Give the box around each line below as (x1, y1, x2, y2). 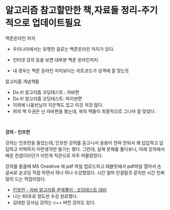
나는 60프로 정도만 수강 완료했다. (12, 193, 78, 199)
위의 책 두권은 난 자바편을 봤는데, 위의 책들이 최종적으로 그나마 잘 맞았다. (12, 108, 156, 114)
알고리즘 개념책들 (5, 78, 40, 84)
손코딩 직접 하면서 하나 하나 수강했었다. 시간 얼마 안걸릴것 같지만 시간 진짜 (18, 169, 165, 175)
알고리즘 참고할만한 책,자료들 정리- (5, 5, 142, 16)
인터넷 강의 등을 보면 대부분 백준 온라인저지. (12, 56, 100, 63)
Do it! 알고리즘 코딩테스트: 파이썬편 (12, 95, 82, 102)
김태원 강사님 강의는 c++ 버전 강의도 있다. (12, 199, 96, 205)
